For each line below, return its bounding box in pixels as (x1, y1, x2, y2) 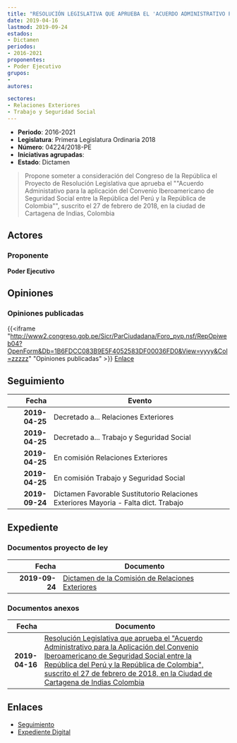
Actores (7, 230, 44, 242)
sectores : (7, 95, 37, 102)
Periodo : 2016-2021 (17, 128, 75, 136)
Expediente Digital (17, 727, 71, 736)
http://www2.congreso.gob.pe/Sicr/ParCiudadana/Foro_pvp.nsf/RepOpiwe (10, 332, 227, 340)
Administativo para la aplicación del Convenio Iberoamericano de (24, 186, 214, 195)
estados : (7, 30, 33, 37)
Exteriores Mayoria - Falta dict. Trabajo (53, 498, 184, 508)
